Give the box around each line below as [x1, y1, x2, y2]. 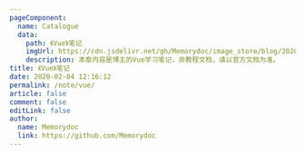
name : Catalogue [17, 22, 79, 31]
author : [9, 114, 39, 123]
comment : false [9, 97, 67, 107]
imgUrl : [25, 47, 54, 56]
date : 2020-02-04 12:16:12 [9, 72, 112, 82]
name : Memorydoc [17, 123, 79, 132]
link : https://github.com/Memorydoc [17, 131, 156, 140]
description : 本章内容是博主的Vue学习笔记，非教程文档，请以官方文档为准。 [25, 55, 280, 64]
